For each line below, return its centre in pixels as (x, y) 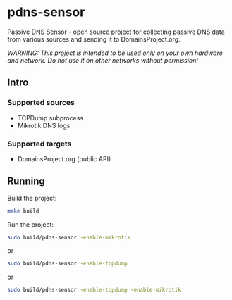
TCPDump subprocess (50, 118)
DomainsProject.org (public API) (64, 158)
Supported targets (39, 144)
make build (23, 211)
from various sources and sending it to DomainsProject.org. (94, 39)
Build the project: (32, 198)
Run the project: (31, 224)
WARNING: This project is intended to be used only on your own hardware (115, 53)
